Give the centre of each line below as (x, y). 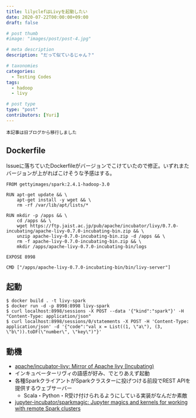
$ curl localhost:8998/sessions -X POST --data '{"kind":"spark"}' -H (95, 311)
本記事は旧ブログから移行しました (41, 132)
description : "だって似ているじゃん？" (50, 55)
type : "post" (22, 110)
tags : (13, 82)
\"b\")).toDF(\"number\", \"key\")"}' (54, 332)
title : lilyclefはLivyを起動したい (47, 12)
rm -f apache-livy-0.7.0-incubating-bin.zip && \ (79, 241)
